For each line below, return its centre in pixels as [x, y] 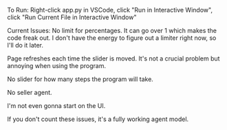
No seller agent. [30, 93]
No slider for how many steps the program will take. [80, 79]
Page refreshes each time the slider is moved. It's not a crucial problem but [113, 58]
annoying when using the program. [57, 66]
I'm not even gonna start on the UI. [56, 106]
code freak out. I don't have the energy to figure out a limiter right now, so [112, 38]
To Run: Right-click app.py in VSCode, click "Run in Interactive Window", [110, 10]
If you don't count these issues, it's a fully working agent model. [98, 119]
